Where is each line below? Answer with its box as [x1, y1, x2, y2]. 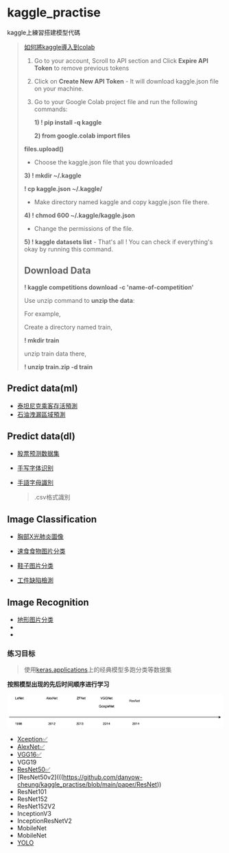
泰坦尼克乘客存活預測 [16, 401, 77, 410]
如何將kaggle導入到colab [23, 42, 95, 51]
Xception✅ [16, 734, 48, 743]
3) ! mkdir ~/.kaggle [23, 171, 82, 180]
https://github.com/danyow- [62, 773, 143, 781]
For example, [23, 310, 61, 318]
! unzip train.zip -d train [23, 362, 93, 371]
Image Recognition [7, 596, 89, 608]
